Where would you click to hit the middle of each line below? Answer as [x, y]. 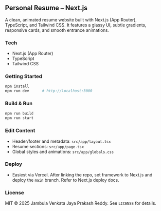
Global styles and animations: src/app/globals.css [63, 152]
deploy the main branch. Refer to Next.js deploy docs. [65, 180]
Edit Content [20, 131]
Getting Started [24, 77]
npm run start [19, 118]
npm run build [19, 114]
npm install [17, 86]
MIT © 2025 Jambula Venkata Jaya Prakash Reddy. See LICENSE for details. [81, 203]
